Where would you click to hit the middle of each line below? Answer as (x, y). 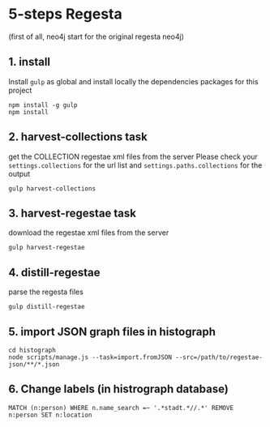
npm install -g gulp (43, 105)
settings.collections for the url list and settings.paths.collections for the (135, 165)
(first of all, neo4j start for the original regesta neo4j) (96, 36)
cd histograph (32, 350)
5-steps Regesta (66, 14)
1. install (30, 62)
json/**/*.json (34, 365)
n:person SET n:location (50, 415)
